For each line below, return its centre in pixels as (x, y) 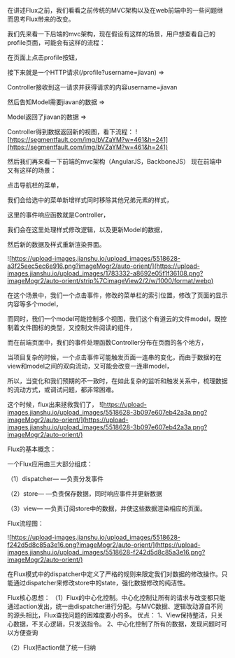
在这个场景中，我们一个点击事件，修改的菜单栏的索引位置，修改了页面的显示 (117, 295)
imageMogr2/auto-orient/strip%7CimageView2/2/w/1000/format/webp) (111, 281)
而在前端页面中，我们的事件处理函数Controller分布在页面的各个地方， (107, 342)
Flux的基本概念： (32, 449)
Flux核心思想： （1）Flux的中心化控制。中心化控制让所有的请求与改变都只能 (116, 598)
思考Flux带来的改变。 (44, 19)
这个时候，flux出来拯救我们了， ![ (55, 405)
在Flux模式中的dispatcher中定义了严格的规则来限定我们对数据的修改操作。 (114, 574)
